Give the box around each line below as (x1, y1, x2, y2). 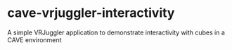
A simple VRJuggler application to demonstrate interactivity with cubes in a (7, 28, 225, 37)
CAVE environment (7, 35, 62, 44)
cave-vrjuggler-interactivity (7, 5, 175, 21)
